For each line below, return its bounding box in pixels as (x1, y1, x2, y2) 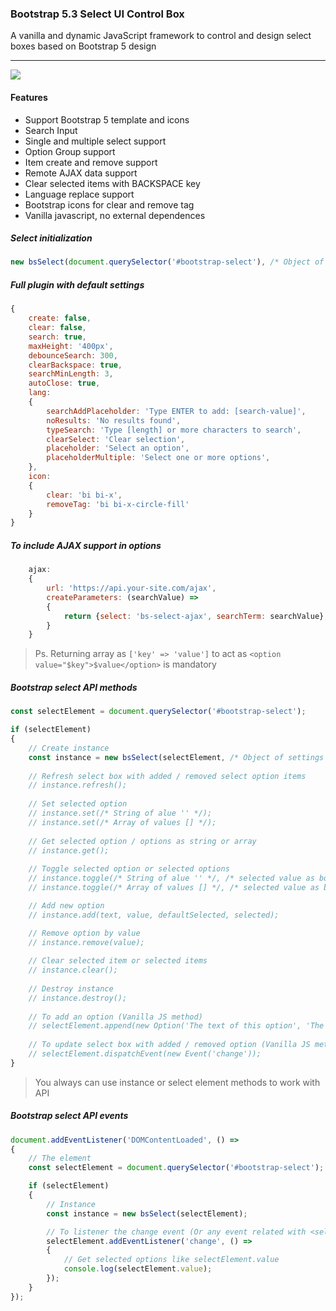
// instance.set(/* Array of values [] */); (28, 817, 217, 827)
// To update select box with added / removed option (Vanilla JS (28, 1040, 311, 1050)
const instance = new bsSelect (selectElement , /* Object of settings (28, 752, 325, 762)
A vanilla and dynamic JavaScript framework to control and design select (10, 30, 312, 42)
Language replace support (24, 188, 135, 200)
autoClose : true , (28, 378, 101, 389)
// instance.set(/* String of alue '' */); (28, 808, 213, 818)
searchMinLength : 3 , (28, 369, 114, 379)
